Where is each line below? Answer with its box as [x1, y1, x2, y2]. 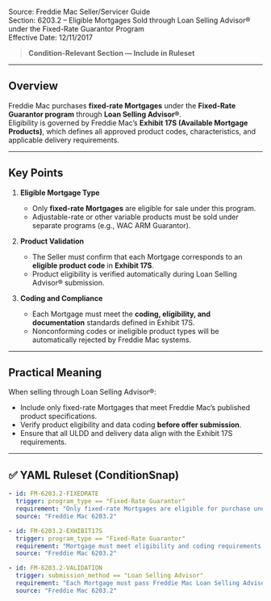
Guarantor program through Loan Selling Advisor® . [8, 109, 181, 119]
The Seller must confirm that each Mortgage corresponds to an [31, 252, 243, 261]
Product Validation [19, 236, 85, 246]
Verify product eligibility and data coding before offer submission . [19, 420, 242, 430]
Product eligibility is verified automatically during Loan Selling [31, 269, 238, 278]
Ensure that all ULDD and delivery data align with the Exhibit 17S [19, 429, 233, 438]
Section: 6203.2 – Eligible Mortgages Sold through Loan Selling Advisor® [8, 15, 251, 25]
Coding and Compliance [19, 293, 103, 303]
